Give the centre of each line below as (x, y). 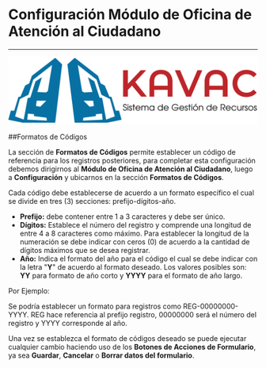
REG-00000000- (211, 306)
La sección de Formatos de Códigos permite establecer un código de (122, 151)
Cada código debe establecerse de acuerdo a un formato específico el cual (131, 193)
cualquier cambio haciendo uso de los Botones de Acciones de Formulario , (132, 347)
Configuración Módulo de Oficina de (130, 15)
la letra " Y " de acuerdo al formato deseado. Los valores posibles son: (133, 266)
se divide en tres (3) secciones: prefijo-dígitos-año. (92, 201)
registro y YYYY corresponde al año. (68, 323)
